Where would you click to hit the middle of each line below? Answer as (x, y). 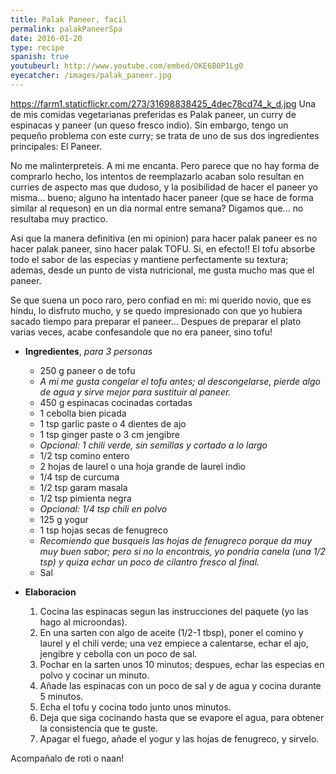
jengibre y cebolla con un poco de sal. (118, 653)
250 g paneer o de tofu (87, 370)
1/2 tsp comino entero (84, 455)
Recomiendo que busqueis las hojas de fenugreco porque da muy (176, 540)
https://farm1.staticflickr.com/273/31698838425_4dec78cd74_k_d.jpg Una (163, 103)
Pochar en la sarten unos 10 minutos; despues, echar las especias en (182, 664)
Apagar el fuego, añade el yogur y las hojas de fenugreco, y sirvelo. (179, 738)
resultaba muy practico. (59, 218)
